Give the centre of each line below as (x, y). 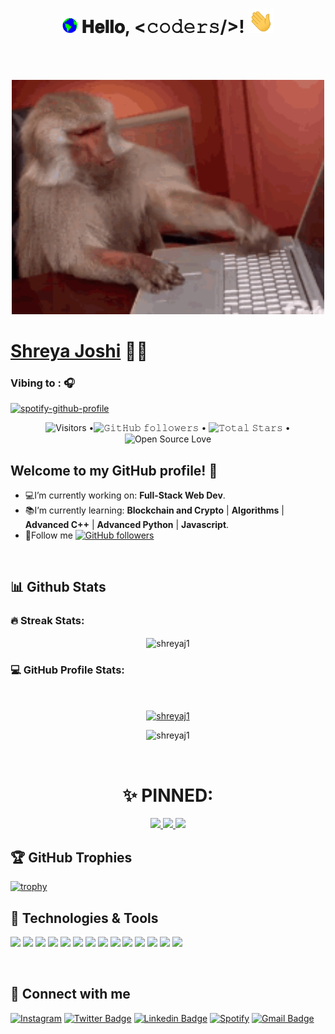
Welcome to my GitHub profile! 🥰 (114, 470)
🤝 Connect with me (70, 994)
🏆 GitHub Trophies (71, 857)
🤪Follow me (48, 535)
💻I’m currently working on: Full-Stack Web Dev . (125, 495)
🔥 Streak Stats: (47, 621)
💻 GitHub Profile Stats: (67, 670)
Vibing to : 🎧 (42, 383)
